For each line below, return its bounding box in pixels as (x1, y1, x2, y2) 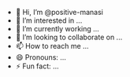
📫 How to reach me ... (15, 42, 89, 50)
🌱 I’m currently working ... (15, 24, 100, 33)
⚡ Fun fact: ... (15, 61, 59, 71)
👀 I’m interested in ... (15, 16, 83, 25)
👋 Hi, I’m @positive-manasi (15, 8, 104, 16)
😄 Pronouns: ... (15, 53, 67, 62)
